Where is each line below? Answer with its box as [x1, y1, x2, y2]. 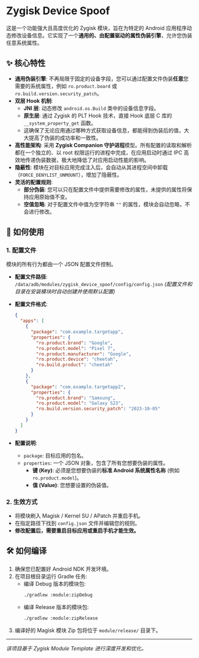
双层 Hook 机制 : [14, 97, 53, 104]
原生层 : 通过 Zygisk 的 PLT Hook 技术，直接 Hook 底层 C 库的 [23, 112, 172, 119]
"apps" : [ [20, 318, 44, 324]
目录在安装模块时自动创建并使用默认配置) [14, 288, 115, 295]
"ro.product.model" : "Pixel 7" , [36, 345, 116, 351]
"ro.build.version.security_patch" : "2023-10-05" [36, 406, 161, 412]
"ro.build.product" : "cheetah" [36, 362, 113, 368]
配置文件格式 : [14, 300, 48, 308]
